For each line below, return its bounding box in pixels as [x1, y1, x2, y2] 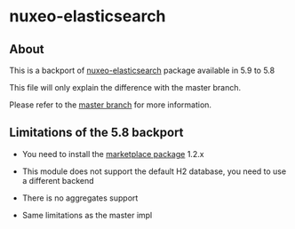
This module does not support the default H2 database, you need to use [21, 166, 287, 177]
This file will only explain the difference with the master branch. [9, 83, 242, 92]
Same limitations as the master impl [21, 209, 153, 220]
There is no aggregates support [21, 193, 139, 203]
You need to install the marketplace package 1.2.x [21, 148, 204, 159]
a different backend [21, 175, 95, 186]
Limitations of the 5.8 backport [9, 125, 184, 140]
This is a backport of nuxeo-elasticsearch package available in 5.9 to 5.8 [9, 65, 275, 75]
